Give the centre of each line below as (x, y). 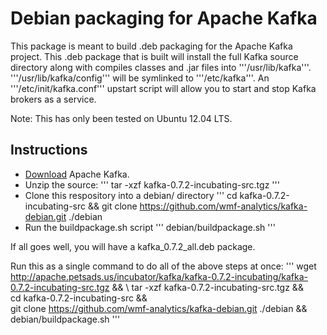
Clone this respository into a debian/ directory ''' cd (131, 195)
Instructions (49, 150)
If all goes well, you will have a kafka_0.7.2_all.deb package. (133, 246)
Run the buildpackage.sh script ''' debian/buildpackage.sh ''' (150, 227)
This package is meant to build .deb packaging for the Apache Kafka (151, 46)
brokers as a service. (53, 99)
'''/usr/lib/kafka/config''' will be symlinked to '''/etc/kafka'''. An (140, 78)
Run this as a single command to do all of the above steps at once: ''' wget (163, 266)
